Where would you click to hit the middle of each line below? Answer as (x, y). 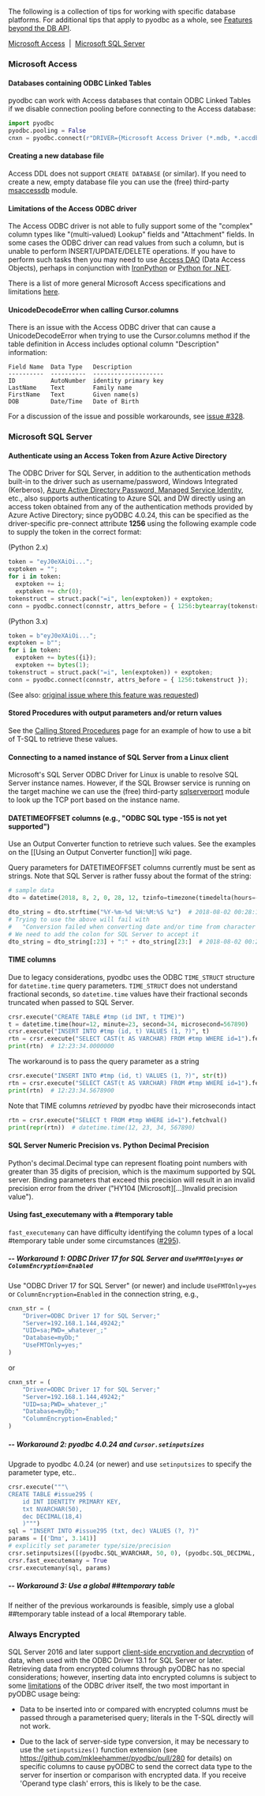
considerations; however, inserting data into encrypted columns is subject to (132, 1677)
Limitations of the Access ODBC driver (73, 208)
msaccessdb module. (43, 190)
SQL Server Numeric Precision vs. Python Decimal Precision (109, 1145)
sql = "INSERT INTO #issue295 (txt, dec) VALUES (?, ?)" (104, 1531)
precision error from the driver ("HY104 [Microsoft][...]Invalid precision (123, 1188)
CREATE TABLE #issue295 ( (50, 1494)
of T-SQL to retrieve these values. (63, 739)
